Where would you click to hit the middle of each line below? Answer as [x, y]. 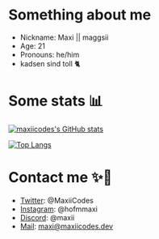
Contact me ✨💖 [61, 178]
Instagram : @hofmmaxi [59, 209]
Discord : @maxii [47, 217]
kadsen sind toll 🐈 [50, 63]
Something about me [80, 15]
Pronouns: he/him [50, 54]
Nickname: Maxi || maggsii [64, 37]
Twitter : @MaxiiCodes [57, 200]
